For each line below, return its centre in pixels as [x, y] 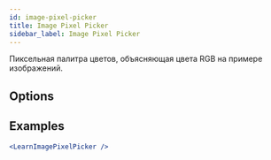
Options [32, 96]
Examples [37, 126]
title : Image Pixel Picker [59, 26]
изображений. [36, 68]
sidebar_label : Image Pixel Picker [75, 34]
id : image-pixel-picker [53, 17]
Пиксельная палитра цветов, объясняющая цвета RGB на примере [136, 59]
